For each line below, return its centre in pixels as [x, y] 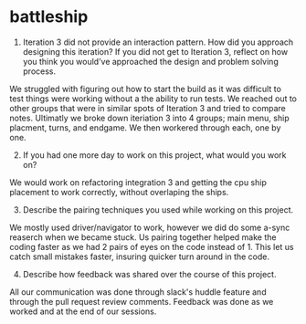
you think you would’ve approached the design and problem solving [150, 61]
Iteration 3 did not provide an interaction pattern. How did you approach [158, 42]
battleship [49, 17]
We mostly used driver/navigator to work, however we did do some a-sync [150, 227]
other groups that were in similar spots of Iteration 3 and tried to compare [148, 108]
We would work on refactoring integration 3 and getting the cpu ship [138, 182]
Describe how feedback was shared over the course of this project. [149, 274]
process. [39, 71]
